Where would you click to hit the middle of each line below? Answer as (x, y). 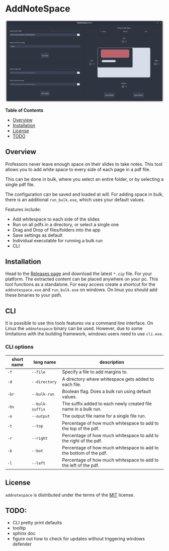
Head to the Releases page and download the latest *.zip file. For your (79, 274)
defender (22, 544)
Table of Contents (24, 110)
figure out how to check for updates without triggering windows (78, 539)
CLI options (19, 347)
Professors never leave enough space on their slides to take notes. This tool (84, 164)
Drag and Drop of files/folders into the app (56, 230)
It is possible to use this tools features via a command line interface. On (79, 323)
